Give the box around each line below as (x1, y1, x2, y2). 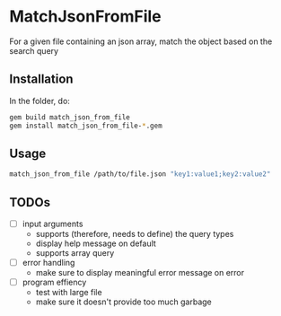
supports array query (35, 248, 115, 259)
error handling (22, 258, 75, 268)
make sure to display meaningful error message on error (35, 268, 245, 278)
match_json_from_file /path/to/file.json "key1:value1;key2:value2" (9, 170, 271, 179)
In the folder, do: (9, 95, 70, 106)
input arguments (22, 218, 83, 229)
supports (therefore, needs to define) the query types (35, 229, 234, 240)
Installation (9, 72, 74, 87)
